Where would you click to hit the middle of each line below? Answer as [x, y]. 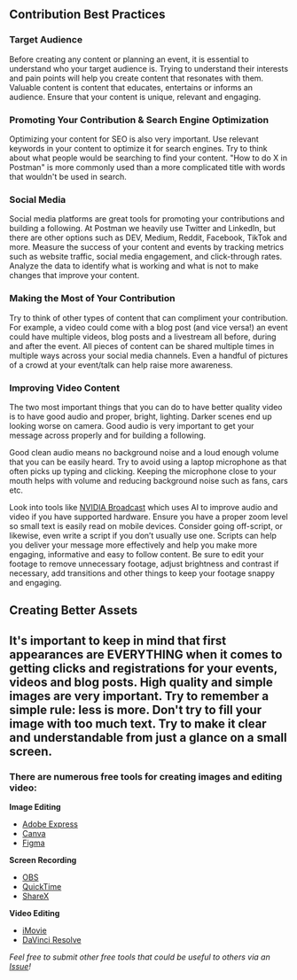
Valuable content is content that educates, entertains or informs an [131, 87]
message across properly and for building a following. [108, 435]
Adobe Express [50, 824]
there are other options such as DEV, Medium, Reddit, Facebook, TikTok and [148, 237]
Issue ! [20, 966]
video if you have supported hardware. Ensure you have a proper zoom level [148, 517]
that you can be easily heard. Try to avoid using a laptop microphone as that [148, 462]
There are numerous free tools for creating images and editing [146, 776]
